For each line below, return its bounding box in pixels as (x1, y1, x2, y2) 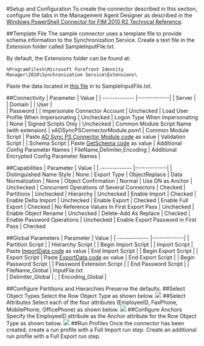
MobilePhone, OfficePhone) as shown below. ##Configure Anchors (6, 306, 183, 313)
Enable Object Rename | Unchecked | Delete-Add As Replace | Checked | (6, 210, 191, 217)
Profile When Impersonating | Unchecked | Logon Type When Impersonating (6, 114, 199, 121)
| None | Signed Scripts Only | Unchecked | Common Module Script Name (6, 120, 192, 127)
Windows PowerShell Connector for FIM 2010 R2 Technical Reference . (6, 18, 183, 25)
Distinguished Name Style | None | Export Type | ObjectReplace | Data (6, 171, 183, 178)
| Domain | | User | (6, 101, 52, 108)
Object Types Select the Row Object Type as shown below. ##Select (6, 292, 186, 299)
